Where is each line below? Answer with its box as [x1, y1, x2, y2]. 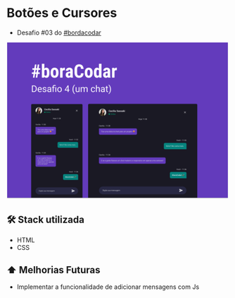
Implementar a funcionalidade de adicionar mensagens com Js [16, 282, 200, 291]
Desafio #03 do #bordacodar [16, 28, 101, 37]
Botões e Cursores [6, 5, 118, 21]
